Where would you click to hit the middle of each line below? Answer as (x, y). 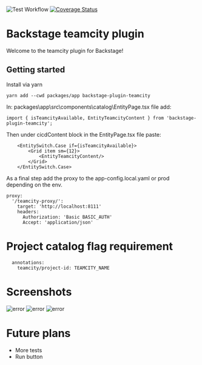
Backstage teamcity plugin (75, 34)
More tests (29, 350)
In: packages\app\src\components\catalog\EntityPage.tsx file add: (89, 107)
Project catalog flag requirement (90, 246)
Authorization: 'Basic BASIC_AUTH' (67, 217)
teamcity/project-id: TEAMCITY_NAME (64, 268)
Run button (29, 356)
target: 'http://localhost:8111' (59, 206)
